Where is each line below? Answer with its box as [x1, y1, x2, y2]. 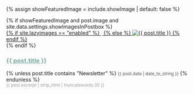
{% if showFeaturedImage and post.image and [6, 17, 119, 23]
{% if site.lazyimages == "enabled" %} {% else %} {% [6, 29, 180, 36]
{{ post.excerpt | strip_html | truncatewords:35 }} [6, 82, 105, 88]
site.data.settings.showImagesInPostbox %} [6, 23, 113, 30]
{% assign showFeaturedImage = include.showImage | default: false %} [6, 6, 180, 12]
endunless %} [6, 76, 40, 83]
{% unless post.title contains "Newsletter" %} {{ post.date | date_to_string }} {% [6, 70, 188, 77]
